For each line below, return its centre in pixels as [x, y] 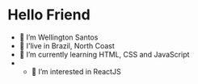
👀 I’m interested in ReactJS [76, 71]
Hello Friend [49, 15]
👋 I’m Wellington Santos [59, 37]
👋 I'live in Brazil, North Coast [67, 45]
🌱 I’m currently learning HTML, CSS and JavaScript [104, 54]
